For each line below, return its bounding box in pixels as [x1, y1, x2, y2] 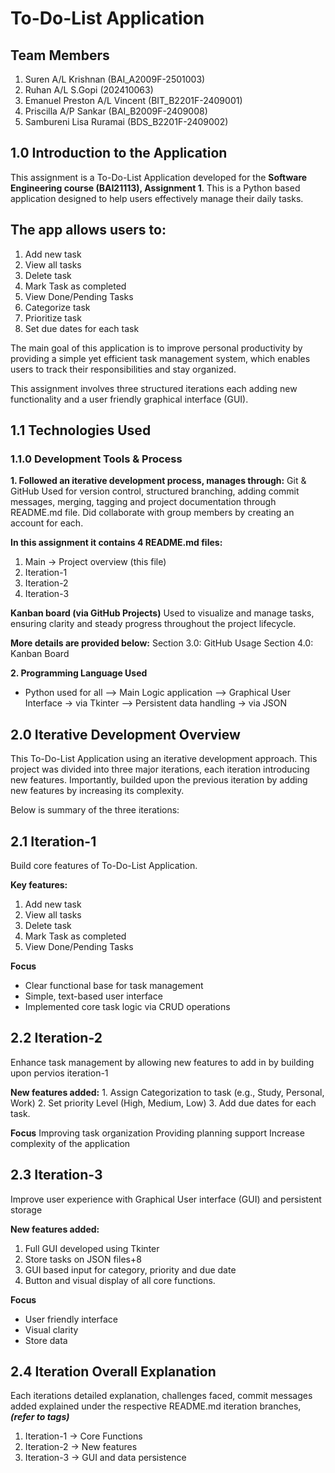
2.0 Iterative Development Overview [10, 726, 241, 743]
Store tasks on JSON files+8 [24, 1253, 142, 1265]
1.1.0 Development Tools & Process [10, 452, 183, 466]
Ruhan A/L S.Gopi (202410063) [24, 84, 154, 96]
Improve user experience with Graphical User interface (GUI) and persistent [10, 1193, 322, 1205]
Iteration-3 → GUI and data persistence [24, 1452, 187, 1464]
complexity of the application [10, 1137, 131, 1149]
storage [10, 1203, 43, 1216]
